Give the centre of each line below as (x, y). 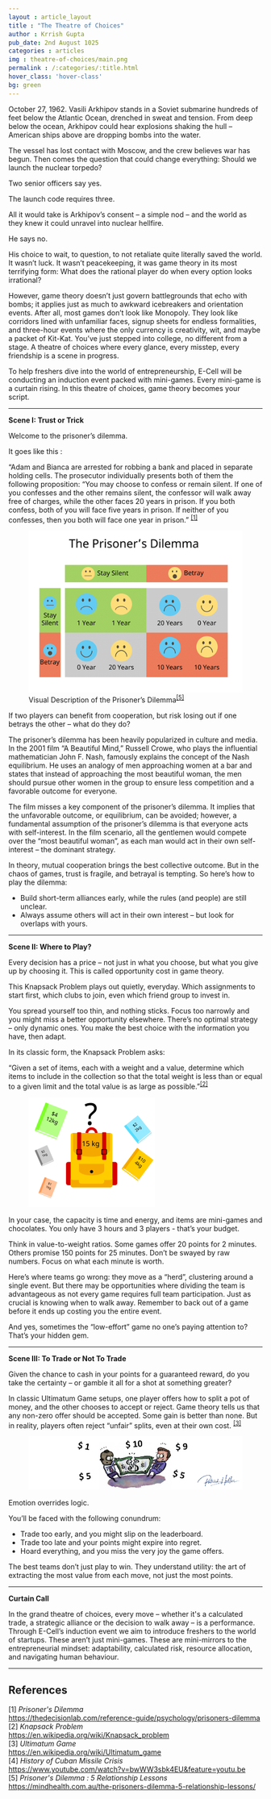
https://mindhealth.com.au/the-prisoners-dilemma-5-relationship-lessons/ (132, 1787)
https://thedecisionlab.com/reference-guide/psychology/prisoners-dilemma (134, 1718)
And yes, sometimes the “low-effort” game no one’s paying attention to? (128, 1326)
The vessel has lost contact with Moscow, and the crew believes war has (129, 150)
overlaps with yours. (54, 924)
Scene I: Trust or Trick (46, 420)
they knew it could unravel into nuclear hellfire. (86, 223)
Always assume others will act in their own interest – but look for (127, 915)
